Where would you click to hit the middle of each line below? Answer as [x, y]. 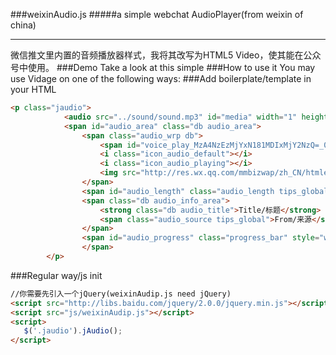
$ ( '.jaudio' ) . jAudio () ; [73, 331]
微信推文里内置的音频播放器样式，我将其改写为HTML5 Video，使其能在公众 [166, 55]
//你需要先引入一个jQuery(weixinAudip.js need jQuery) [121, 294]
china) [23, 25]
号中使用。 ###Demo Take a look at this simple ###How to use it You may [163, 67]
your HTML [33, 89]
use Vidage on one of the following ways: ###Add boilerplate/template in [161, 78]
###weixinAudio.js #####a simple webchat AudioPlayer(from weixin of [157, 14]
